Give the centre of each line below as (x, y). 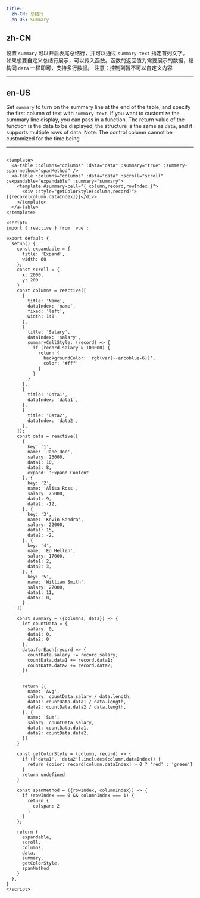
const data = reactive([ (48, 437)
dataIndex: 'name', (52, 306)
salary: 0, (41, 629)
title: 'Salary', (49, 332)
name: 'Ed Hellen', (52, 551)
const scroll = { (38, 270)
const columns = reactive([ (51, 291)
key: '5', (40, 577)
